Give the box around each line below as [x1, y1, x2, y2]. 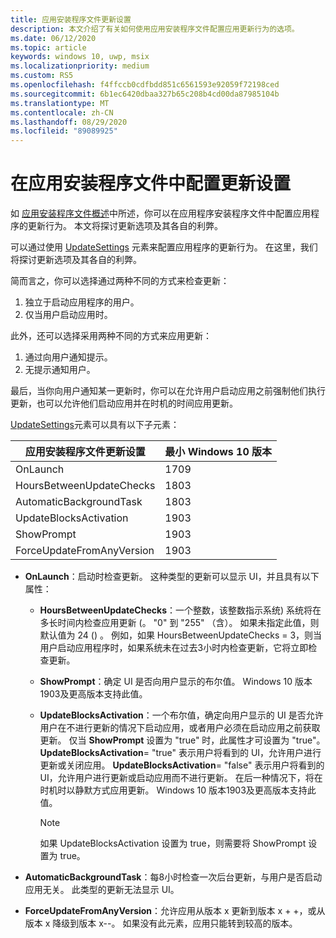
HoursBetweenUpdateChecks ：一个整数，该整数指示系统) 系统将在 [39, 604, 322, 616]
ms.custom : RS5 [10, 71, 74, 81]
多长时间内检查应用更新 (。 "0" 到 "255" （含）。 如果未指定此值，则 [39, 617, 320, 629]
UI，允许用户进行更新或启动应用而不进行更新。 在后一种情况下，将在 [39, 772, 323, 784]
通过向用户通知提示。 [24, 351, 113, 363]
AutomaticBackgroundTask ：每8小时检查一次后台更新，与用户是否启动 [24, 871, 323, 883]
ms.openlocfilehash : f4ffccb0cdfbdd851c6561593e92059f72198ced [10, 80, 280, 90]
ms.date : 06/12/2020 [10, 33, 97, 43]
